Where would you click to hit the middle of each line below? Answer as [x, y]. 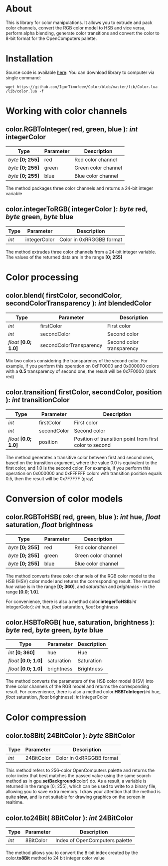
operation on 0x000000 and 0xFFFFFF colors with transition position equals [84, 473]
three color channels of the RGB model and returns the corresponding [78, 686]
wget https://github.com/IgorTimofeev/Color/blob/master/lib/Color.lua [82, 87]
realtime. [15, 802]
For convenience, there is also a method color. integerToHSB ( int [71, 601]
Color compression [46, 717]
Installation [29, 59]
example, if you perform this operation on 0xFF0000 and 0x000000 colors [82, 366]
